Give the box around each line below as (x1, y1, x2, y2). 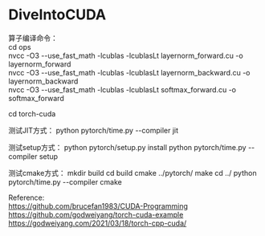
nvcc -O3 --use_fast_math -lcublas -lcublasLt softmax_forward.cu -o (8, 84, 237, 94)
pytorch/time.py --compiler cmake (8, 177, 123, 186)
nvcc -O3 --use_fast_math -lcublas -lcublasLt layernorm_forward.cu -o (8, 51, 243, 60)
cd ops (8, 42, 31, 51)
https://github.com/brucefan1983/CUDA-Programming (8, 201, 189, 210)
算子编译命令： (8, 33, 58, 43)
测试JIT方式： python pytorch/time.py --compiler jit (8, 125, 179, 135)
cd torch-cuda (8, 108, 56, 118)
